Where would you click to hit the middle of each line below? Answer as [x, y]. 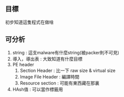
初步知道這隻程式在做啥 [29, 22]
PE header [23, 64]
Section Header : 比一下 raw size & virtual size [68, 70]
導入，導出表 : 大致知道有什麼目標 [47, 59]
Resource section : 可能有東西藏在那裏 [59, 83]
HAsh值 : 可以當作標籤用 [38, 89]
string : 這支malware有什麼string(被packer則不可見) [66, 52]
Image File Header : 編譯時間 [49, 76]
